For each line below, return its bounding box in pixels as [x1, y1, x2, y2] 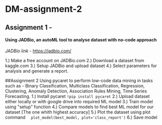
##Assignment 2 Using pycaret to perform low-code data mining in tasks [5, 78, 153, 83]
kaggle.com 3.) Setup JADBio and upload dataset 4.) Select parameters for [5, 63, 157, 69]
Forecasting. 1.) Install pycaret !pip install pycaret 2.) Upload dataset [5, 93, 150, 99]
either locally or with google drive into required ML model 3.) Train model [5, 98, 153, 104]
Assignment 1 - [5, 23, 53, 32]
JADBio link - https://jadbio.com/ [5, 48, 71, 54]
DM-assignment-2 [5, 3, 82, 15]
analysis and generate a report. [5, 68, 68, 74]
